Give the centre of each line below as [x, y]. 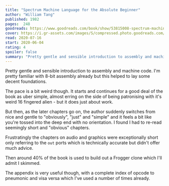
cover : [12, 33]
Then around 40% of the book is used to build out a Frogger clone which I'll [84, 158]
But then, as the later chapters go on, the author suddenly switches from [80, 112]
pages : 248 [18, 24]
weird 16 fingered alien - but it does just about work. [59, 102]
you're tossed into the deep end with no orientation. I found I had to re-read [83, 122]
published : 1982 [22, 19]
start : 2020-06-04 [24, 43]
